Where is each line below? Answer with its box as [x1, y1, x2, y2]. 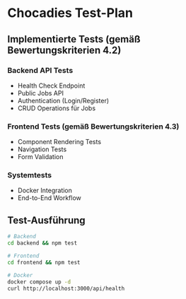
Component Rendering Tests [17, 138, 101, 146]
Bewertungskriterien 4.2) [7, 44, 122, 56]
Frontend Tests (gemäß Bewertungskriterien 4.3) [7, 122, 180, 131]
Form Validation [17, 153, 64, 161]
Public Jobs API [17, 88, 64, 97]
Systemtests [7, 170, 52, 180]
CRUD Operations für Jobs [17, 104, 96, 112]
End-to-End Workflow [17, 194, 81, 202]
